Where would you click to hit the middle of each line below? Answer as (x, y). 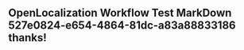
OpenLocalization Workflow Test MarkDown (120, 13)
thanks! (28, 38)
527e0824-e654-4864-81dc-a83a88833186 (122, 26)
